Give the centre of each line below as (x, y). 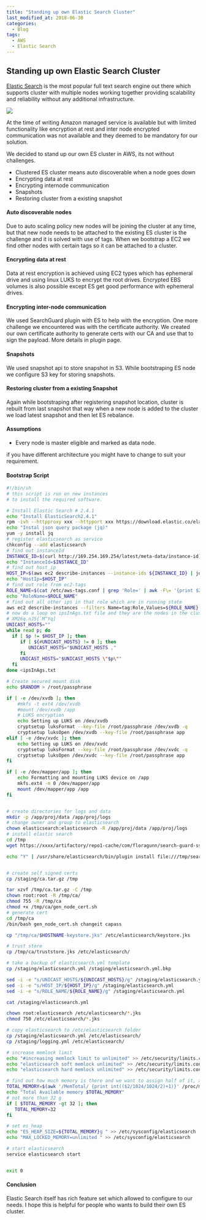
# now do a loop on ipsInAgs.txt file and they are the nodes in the (97, 613)
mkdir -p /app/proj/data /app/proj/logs (59, 817)
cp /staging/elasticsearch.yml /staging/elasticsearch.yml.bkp (89, 969)
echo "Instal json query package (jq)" (57, 528)
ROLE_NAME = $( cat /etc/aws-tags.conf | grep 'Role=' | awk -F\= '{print (100, 590)
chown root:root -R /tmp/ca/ (44, 896)
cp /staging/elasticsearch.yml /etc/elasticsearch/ (74, 1036)
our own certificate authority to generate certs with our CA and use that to (100, 334)
